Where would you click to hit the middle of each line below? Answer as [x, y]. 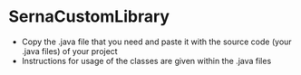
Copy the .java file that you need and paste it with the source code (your [156, 42]
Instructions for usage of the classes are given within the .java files [146, 61]
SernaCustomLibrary [89, 17]
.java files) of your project [70, 51]
